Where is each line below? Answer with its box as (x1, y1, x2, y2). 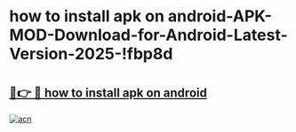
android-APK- (167, 6, 273, 27)
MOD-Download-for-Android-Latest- (9, 25, 289, 45)
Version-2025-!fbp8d (9, 44, 173, 64)
